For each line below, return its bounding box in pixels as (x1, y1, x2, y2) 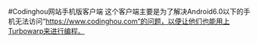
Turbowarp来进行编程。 (8, 27, 85, 35)
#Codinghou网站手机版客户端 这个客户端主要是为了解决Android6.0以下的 (8, 7, 244, 16)
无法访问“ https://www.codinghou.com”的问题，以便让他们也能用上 (14, 16, 230, 26)
